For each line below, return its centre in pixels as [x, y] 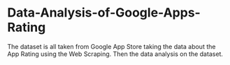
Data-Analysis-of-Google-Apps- [104, 13]
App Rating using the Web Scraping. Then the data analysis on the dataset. [115, 54]
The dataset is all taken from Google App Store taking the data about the [112, 46]
